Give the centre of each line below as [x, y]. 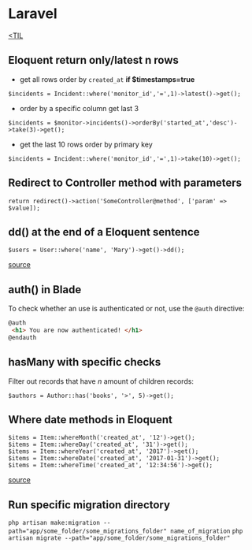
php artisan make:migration [54, 523]
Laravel [33, 14]
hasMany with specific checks [85, 362]
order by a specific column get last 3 [79, 108]
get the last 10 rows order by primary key [86, 144]
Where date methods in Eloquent [91, 420]
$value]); [24, 208]
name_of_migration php [207, 531]
